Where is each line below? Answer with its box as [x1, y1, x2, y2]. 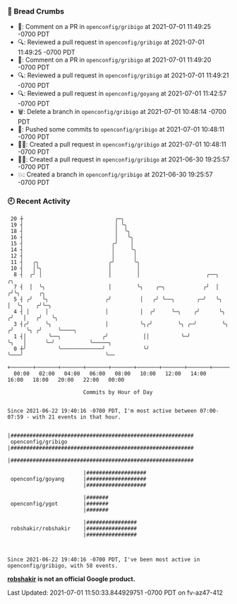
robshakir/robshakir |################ [10, 525, 138, 532]
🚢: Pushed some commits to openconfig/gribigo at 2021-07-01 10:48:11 [17, 125, 224, 134]
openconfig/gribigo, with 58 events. [7, 562, 119, 569]
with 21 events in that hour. [32, 414, 121, 421]
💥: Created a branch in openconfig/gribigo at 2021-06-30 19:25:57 [17, 170, 213, 179]
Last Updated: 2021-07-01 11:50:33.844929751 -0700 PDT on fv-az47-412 [7, 588, 224, 597]
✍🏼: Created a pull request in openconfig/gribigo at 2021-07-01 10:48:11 [17, 140, 227, 149]
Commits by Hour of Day [83, 389, 153, 396]
